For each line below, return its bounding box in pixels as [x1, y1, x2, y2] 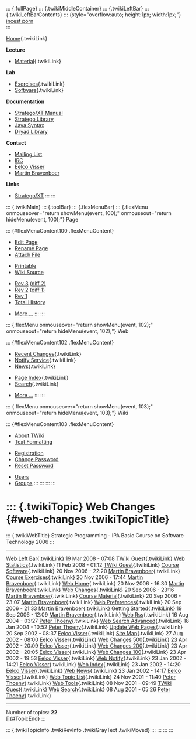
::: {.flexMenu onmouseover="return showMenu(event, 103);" [6, 403, 153, 410]
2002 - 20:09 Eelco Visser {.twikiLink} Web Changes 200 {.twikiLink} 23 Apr [6, 642, 188, 649]
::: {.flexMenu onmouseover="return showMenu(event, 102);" [6, 322, 153, 328]
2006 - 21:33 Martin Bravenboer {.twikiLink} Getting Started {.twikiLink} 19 [6, 605, 182, 612]
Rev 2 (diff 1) [14, 287, 45, 293]
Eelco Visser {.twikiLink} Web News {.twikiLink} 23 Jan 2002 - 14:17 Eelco [6, 667, 181, 674]
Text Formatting [14, 438, 53, 445]
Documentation [6, 98, 45, 105]
